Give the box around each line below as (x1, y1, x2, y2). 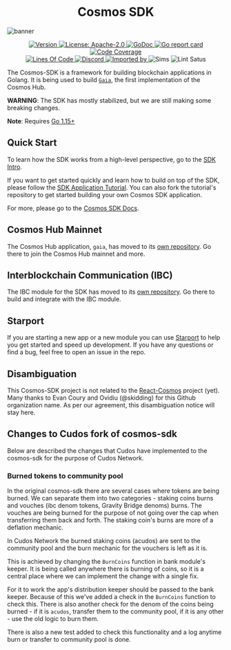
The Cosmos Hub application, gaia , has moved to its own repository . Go (7, 242, 212, 250)
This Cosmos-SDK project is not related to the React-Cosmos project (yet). (7, 387, 220, 394)
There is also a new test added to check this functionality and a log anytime (7, 628, 222, 636)
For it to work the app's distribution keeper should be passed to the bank (7, 585, 214, 593)
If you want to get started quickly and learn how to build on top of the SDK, (7, 176, 220, 184)
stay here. (7, 408, 36, 416)
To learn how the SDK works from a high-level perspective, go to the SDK (7, 155, 216, 163)
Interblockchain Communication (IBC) (7, 270, 173, 281)
